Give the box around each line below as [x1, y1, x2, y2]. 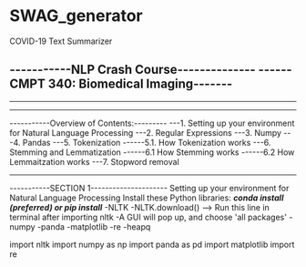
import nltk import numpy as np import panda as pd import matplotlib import [9, 239, 295, 250]
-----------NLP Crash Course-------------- [9, 62, 257, 77]
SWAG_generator [9, 5, 143, 26]
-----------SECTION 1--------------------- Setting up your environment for [9, 182, 290, 193]
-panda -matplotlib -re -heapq [36, 221, 151, 232]
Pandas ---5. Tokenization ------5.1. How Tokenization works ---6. [22, 137, 271, 148]
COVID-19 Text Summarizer [9, 36, 113, 46]
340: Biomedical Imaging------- [47, 77, 233, 92]
